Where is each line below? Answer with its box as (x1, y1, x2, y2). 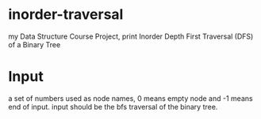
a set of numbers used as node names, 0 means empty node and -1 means (8, 93, 253, 103)
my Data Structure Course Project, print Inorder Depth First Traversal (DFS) (8, 32, 254, 41)
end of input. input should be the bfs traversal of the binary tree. (8, 102, 218, 111)
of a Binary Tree (8, 39, 61, 49)
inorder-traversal (8, 6, 124, 24)
